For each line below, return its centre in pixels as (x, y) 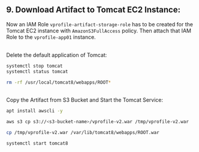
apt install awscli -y (34, 111)
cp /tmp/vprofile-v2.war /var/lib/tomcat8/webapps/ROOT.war (83, 133)
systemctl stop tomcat (34, 66)
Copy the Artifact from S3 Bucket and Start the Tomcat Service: (85, 100)
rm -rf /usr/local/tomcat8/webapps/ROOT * (59, 82)
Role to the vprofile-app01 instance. (51, 37)
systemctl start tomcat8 (37, 144)
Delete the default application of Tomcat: (57, 55)
